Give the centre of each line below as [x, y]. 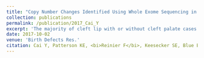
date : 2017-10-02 [28, 34]
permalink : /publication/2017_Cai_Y [53, 23]
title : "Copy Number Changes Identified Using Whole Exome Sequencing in [102, 12]
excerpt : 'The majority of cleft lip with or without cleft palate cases [102, 29]
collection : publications [39, 18]
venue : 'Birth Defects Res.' [43, 40]
